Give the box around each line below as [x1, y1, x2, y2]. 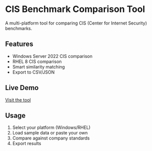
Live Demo [5, 83, 39, 92]
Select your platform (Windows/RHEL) [12, 124, 91, 130]
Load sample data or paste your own [12, 130, 88, 136]
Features [5, 40, 33, 48]
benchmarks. [5, 25, 32, 31]
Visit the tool [5, 96, 31, 103]
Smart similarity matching [12, 63, 65, 69]
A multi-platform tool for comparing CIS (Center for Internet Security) [5, 20, 147, 26]
